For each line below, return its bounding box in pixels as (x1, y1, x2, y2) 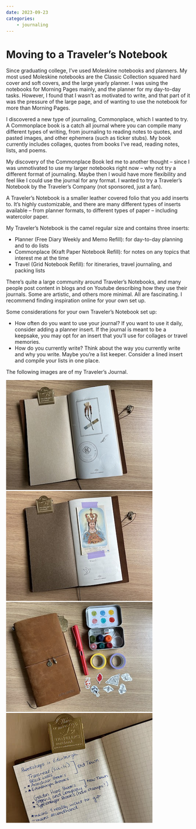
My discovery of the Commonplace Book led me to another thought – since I (6, 158, 190, 165)
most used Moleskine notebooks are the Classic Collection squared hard (6, 73, 181, 80)
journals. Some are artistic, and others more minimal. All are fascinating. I (6, 291, 183, 298)
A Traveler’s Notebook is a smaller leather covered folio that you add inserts (6, 195, 189, 202)
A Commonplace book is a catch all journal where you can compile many (6, 122, 181, 129)
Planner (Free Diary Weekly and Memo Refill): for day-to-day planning (14, 236, 183, 243)
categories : (6, 15, 35, 22)
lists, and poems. (6, 147, 47, 154)
